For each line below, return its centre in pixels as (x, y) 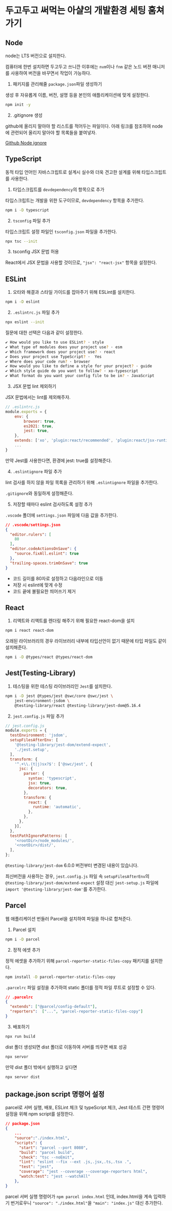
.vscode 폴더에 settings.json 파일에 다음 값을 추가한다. (62, 515)
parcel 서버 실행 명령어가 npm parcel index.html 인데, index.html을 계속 (79, 1196)
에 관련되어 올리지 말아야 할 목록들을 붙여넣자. (51, 132)
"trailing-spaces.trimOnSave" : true (49, 563)
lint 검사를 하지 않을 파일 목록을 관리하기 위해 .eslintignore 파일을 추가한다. (82, 482)
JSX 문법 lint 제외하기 (34, 386)
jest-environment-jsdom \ (42, 701)
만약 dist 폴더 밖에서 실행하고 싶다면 (41, 1067)
